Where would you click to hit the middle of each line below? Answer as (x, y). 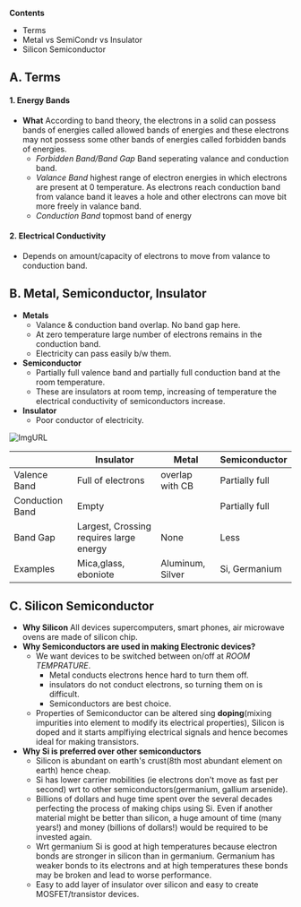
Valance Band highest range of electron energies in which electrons (161, 177)
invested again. (64, 837)
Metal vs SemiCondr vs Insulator (82, 40)
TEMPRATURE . (63, 666)
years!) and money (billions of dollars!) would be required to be (152, 827)
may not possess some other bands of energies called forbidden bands (154, 139)
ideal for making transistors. (87, 742)
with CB (177, 486)
